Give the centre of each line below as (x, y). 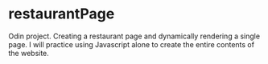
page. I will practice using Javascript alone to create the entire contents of (132, 44)
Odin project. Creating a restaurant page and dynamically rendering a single (134, 36)
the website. (29, 53)
